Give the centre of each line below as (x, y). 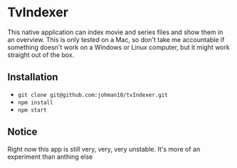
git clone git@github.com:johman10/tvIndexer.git (93, 95)
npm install (35, 103)
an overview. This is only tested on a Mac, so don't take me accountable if (116, 39)
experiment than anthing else (50, 157)
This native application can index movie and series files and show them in (115, 32)
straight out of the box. (41, 55)
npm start (32, 110)
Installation (33, 77)
